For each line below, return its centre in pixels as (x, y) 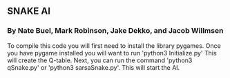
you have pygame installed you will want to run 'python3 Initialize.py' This (112, 53)
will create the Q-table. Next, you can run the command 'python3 (100, 60)
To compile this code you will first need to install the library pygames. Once (114, 45)
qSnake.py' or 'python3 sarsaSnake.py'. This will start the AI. (94, 67)
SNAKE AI (29, 11)
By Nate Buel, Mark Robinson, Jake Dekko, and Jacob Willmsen (115, 31)
